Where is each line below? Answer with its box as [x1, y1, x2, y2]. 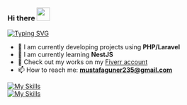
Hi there [7, 13, 35, 23]
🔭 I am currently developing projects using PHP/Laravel [17, 43, 181, 51]
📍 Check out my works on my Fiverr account [17, 58, 148, 66]
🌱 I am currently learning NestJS [17, 50, 113, 59]
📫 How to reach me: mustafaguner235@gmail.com [17, 66, 173, 74]
